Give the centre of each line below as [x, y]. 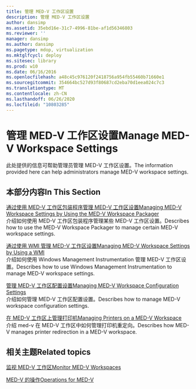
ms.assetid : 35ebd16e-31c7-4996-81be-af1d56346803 [69, 28]
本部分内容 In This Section [54, 192]
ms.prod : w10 [22, 66]
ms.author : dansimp [30, 45]
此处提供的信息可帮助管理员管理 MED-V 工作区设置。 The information [89, 165]
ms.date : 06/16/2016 [31, 72]
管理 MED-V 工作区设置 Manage [83, 135]
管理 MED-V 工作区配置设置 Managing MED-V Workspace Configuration [93, 285]
